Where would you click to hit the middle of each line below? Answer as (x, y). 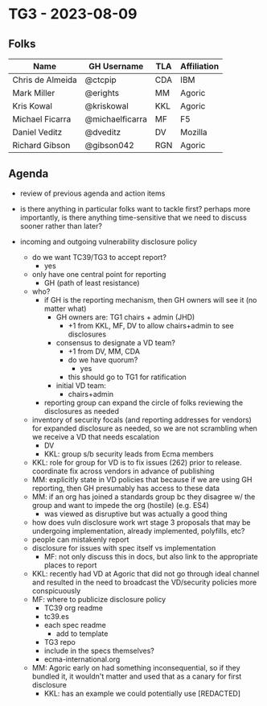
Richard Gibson (41, 145)
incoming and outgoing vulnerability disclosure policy (109, 242)
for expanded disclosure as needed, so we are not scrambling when (144, 428)
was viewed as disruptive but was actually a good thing (136, 514)
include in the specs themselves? (99, 650)
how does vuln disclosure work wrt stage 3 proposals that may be (141, 522)
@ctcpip (101, 80)
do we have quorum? (103, 360)
